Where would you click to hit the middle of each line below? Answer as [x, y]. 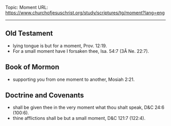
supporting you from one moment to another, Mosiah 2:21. [74, 79]
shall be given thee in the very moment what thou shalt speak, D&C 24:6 [88, 107]
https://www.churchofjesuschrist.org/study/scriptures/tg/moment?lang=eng [85, 13]
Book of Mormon [32, 67]
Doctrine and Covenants [45, 95]
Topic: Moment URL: [27, 7]
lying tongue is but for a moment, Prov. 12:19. [60, 46]
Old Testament [29, 33]
